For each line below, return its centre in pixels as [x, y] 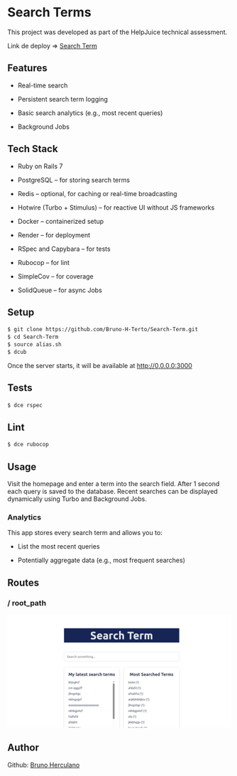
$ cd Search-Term [33, 337]
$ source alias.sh [34, 345]
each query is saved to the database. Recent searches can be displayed [112, 492]
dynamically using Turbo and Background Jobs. [77, 499]
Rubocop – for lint [43, 262]
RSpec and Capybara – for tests [64, 249]
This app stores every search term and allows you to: [85, 533]
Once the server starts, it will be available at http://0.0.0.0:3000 [100, 365]
